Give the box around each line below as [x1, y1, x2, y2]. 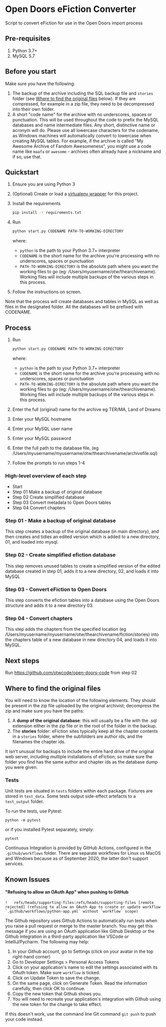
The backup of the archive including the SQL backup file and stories [12, 90, 154, 96]
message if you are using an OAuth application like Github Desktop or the [5, 928, 155, 934]
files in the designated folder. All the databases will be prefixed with [5, 304, 144, 310]
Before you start [5, 67, 56, 76]
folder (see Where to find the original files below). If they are [12, 96, 136, 102]
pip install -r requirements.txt [12, 210, 82, 215]
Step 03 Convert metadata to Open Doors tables [12, 499, 111, 506]
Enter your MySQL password [12, 435, 71, 441]
